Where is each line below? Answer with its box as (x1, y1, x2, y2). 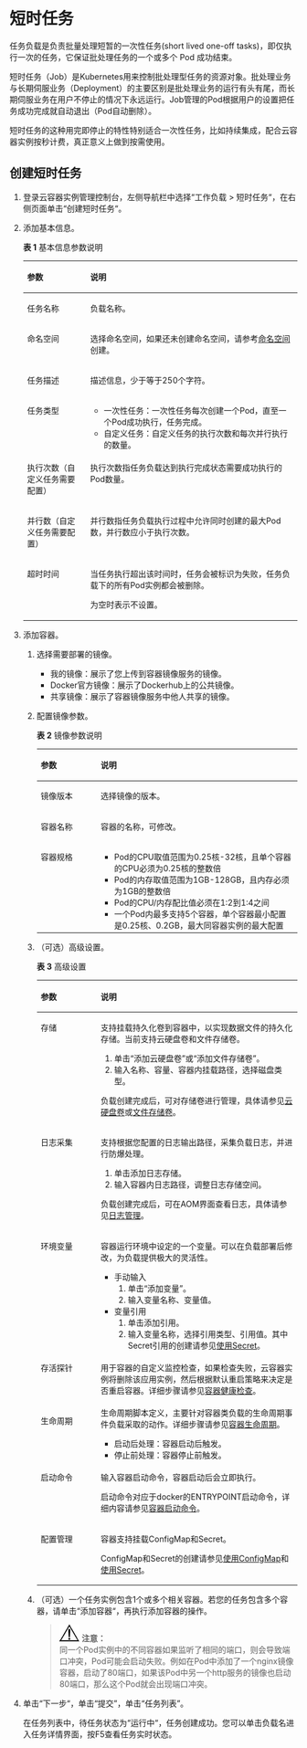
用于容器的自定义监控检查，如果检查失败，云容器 (100, 1362, 285, 1373)
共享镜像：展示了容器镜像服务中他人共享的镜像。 (49, 690, 235, 701)
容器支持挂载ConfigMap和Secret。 (100, 1533, 231, 1544)
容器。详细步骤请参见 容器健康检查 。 (124, 1385, 261, 1395)
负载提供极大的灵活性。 (124, 1252, 213, 1263)
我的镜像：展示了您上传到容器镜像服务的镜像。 (49, 668, 227, 679)
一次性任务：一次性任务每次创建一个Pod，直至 (103, 405, 279, 416)
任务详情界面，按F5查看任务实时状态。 (30, 1729, 177, 1740)
